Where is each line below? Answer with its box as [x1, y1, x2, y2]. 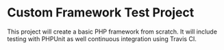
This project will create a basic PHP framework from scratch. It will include [7, 27, 218, 36]
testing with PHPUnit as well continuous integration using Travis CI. [7, 34, 197, 42]
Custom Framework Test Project [7, 5, 195, 21]
